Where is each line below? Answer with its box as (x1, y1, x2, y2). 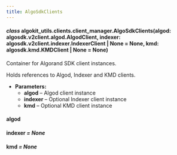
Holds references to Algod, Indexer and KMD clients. (6, 71, 136, 78)
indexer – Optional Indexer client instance (23, 95, 127, 102)
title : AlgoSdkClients (6, 8, 63, 15)
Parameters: (14, 83, 47, 90)
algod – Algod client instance (23, 89, 96, 96)
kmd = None (6, 143, 38, 150)
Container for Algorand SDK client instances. (6, 59, 117, 66)
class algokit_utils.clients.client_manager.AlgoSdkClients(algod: (6, 28, 172, 35)
